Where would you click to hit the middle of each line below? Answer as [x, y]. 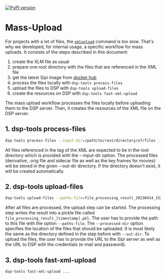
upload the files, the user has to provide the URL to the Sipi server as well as [83, 239]
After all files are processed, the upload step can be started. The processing [83, 208]
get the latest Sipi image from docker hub [54, 77]
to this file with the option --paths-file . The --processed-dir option [74, 223]
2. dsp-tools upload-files [44, 187]
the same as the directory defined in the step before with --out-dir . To [77, 234]
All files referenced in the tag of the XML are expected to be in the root [77, 150]
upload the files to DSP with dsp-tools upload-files [65, 88]
